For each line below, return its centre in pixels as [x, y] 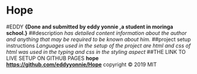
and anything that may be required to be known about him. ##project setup [99, 39]
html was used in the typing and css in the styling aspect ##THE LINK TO [96, 52]
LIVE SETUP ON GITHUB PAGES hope [53, 58]
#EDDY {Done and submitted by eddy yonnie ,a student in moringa [90, 27]
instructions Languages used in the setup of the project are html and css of [99, 46]
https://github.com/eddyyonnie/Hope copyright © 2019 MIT [82, 64]
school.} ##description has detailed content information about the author [96, 33]
